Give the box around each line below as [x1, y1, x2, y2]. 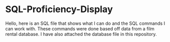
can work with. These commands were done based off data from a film [5, 25, 155, 31]
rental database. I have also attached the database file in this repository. [5, 31, 157, 37]
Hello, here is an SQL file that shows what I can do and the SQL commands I [5, 20, 165, 26]
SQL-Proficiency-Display [5, 4, 113, 15]
